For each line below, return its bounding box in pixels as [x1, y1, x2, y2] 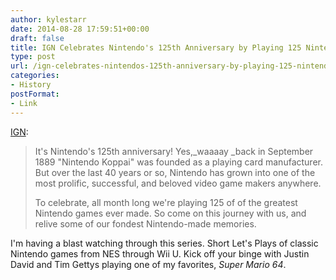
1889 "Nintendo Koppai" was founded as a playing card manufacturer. [34, 156, 323, 168]
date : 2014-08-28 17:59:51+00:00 [10, 24, 150, 34]
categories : [10, 71, 60, 81]
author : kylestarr [10, 14, 87, 25]
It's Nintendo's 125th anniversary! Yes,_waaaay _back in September [34, 145, 314, 157]
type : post [10, 52, 56, 62]
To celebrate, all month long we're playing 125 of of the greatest [34, 196, 298, 208]
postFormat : [10, 89, 60, 99]
